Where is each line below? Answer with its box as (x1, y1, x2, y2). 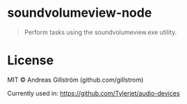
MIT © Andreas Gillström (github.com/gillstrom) (7, 75, 144, 84)
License (7, 52, 54, 68)
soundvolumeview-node (7, 5, 152, 21)
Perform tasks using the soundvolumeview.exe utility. (24, 28, 177, 36)
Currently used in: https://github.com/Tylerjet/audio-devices (7, 89, 180, 97)
